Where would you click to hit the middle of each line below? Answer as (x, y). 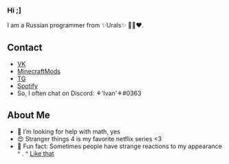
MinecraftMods (39, 72)
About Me (29, 115)
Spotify (27, 86)
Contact (25, 47)
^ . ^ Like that (35, 153)
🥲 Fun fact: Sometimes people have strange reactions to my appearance (119, 146)
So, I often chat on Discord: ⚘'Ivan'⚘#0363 (79, 93)
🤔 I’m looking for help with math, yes (68, 131)
